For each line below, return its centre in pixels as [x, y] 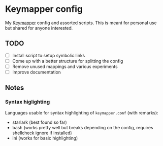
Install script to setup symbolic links [49, 55]
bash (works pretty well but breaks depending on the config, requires [83, 127]
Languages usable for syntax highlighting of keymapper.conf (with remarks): [82, 112]
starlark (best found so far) [40, 122]
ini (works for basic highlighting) [45, 138]
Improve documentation [36, 72]
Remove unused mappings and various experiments [65, 66]
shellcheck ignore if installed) [42, 133]
